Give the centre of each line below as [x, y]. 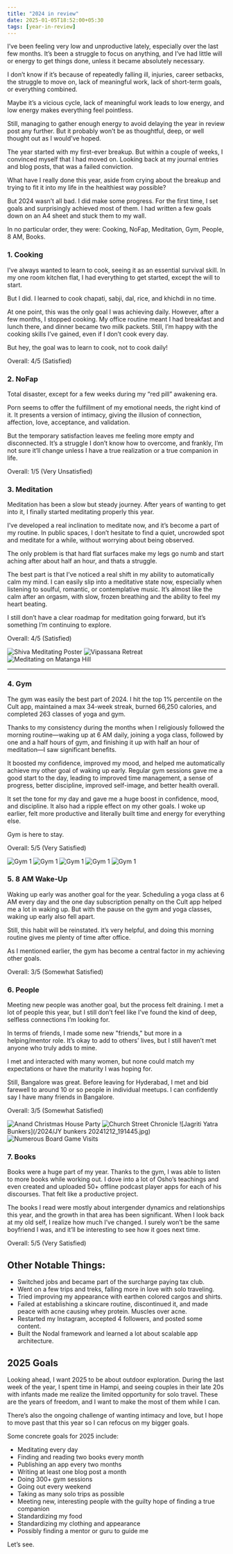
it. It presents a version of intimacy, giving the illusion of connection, [105, 415]
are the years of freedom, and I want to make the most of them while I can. [114, 1402]
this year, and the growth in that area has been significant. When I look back [116, 1215]
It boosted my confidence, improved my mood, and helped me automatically [116, 763]
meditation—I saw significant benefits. [62, 749]
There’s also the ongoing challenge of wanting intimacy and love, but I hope [115, 1416]
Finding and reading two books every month [80, 1457]
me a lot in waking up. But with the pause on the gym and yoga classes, [110, 909]
